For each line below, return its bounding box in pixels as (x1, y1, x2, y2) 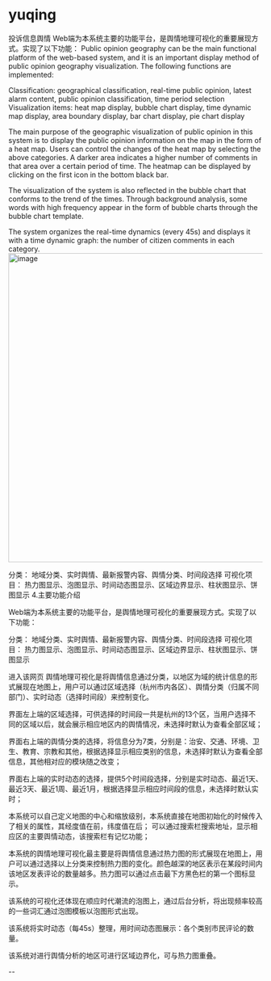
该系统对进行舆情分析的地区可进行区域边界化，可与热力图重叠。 (8, 950, 220, 960)
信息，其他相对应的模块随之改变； (8, 756, 122, 766)
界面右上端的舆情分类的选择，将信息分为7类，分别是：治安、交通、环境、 (8, 736, 252, 746)
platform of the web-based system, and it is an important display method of (8, 53, 260, 62)
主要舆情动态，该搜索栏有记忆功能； (29, 831, 150, 841)
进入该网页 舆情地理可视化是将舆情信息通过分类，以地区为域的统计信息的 (8, 672, 251, 681)
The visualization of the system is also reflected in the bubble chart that (8, 185, 247, 195)
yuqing (8, 6, 56, 24)
